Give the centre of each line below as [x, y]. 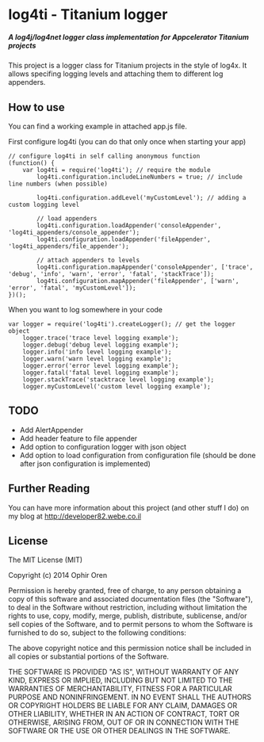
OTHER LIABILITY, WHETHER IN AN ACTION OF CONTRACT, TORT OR [124, 714]
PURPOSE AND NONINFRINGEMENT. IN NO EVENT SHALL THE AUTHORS [130, 697]
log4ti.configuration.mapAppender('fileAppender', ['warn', [138, 281]
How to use [36, 107]
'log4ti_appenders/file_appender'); [69, 246]
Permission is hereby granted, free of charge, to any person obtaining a [125, 591]
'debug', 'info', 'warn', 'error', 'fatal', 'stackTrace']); [111, 274]
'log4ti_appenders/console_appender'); [74, 232]
